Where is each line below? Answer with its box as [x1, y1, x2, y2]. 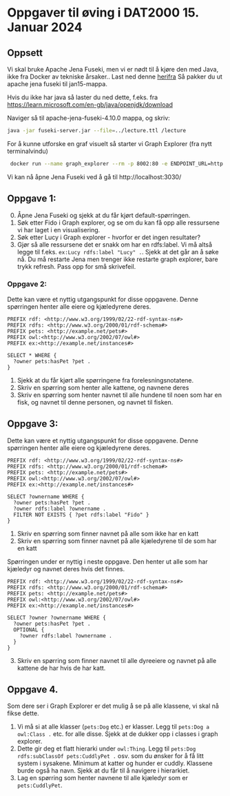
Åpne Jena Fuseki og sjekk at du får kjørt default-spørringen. [17, 211, 191, 219]
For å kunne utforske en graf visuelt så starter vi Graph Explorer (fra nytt [7, 139, 212, 147]
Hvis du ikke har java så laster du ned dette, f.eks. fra [7, 93, 158, 101]
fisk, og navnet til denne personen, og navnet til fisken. [17, 398, 174, 406]
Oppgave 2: [7, 279, 47, 289]
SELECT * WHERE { [7, 351, 57, 359]
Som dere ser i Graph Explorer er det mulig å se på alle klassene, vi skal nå [7, 702, 219, 711]
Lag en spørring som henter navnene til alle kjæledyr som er [17, 774, 188, 782]
